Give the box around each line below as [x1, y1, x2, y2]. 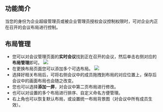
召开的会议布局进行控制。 [9, 24, 61, 30]
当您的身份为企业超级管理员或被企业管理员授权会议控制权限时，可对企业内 [5, 18, 154, 24]
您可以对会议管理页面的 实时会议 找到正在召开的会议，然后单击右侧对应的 [12, 54, 157, 59]
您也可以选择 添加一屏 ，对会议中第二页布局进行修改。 [12, 84, 119, 89]
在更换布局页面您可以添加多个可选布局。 [12, 66, 93, 71]
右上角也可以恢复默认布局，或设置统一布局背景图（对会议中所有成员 [12, 96, 148, 101]
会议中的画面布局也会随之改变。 [12, 78, 76, 84]
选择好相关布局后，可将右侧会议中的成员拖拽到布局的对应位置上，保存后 [12, 71, 157, 77]
